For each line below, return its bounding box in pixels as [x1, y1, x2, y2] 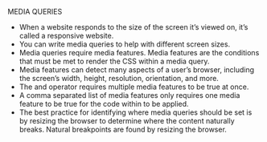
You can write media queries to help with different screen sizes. [18, 39, 231, 49]
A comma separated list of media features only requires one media [18, 91, 240, 99]
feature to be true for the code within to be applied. [18, 99, 190, 108]
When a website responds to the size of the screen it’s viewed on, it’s [18, 22, 249, 31]
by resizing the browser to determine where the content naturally [18, 116, 235, 125]
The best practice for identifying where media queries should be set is [18, 108, 253, 117]
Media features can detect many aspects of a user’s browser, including [18, 65, 255, 75]
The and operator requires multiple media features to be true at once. [18, 82, 249, 91]
